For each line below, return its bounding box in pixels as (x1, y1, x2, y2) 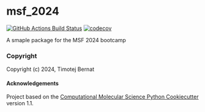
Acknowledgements (6, 80, 59, 87)
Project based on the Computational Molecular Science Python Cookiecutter (6, 93, 199, 100)
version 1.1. (6, 100, 34, 107)
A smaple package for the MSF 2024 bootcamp (6, 36, 127, 43)
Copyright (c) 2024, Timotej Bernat (6, 65, 95, 73)
